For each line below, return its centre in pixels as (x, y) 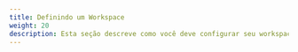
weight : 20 (29, 26)
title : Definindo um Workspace (67, 17)
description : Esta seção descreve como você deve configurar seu (132, 33)
